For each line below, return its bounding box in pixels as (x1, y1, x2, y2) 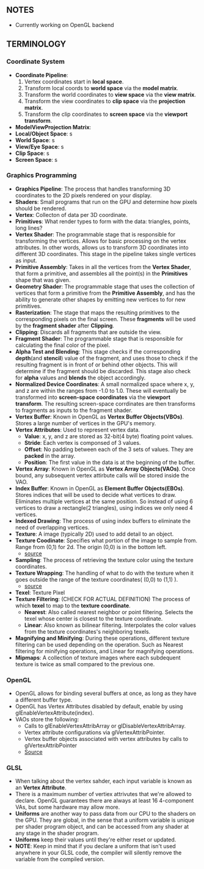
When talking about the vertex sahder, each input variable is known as (15, 778, 192, 785)
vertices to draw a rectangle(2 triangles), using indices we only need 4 (15, 504, 194, 511)
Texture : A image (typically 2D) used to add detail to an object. (15, 530, 174, 537)
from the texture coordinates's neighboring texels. (24, 628, 151, 635)
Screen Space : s (15, 156, 58, 163)
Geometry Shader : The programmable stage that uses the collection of (15, 283, 195, 290)
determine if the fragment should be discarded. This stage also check (15, 367, 191, 374)
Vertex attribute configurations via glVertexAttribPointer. (24, 729, 166, 736)
